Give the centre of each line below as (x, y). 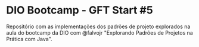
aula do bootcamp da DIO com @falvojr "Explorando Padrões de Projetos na (100, 32)
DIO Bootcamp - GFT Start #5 (80, 10)
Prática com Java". (29, 39)
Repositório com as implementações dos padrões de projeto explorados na (98, 26)
